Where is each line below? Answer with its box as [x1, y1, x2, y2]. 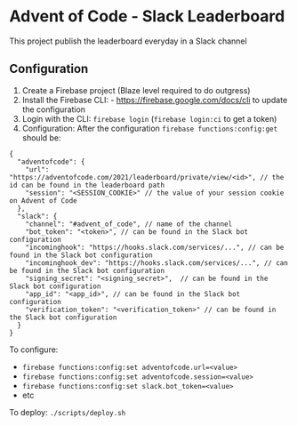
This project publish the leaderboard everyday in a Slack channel [9, 36, 247, 46]
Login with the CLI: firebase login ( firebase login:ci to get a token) [21, 113, 277, 124]
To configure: [9, 344, 59, 355]
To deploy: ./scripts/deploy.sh [9, 406, 126, 417]
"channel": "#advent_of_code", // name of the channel [25, 220, 233, 229]
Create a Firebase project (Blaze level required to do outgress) [21, 84, 251, 95]
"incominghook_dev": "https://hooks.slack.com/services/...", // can [25, 258, 289, 268]
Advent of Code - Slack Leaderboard [9, 6, 285, 27]
